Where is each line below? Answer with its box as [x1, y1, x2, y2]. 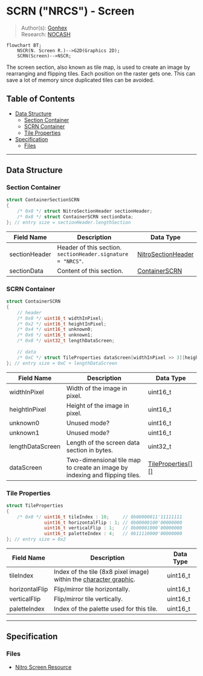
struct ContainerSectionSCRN [6, 197, 80, 203]
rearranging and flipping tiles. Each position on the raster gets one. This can [6, 69, 196, 77]
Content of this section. [57, 266, 124, 275]
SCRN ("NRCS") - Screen [6, 4, 135, 18]
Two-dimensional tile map [66, 455, 141, 464]
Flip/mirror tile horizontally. [53, 585, 130, 593]
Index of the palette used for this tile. [53, 605, 158, 613]
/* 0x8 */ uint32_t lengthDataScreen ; [17, 338, 115, 344]
